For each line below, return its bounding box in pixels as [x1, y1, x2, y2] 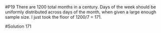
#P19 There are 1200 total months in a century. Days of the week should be [5, 4, 156, 10]
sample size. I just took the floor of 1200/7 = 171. [5, 14, 102, 20]
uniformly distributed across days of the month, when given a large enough [5, 9, 157, 15]
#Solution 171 [5, 23, 32, 29]
